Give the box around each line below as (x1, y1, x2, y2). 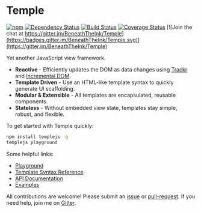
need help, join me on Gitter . (6, 199, 76, 206)
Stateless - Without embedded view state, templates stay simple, (14, 104, 178, 111)
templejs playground (6, 139, 58, 145)
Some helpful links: (6, 150, 54, 157)
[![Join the (166, 23, 193, 31)
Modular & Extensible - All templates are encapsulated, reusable (14, 91, 176, 98)
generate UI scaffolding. (14, 85, 75, 92)
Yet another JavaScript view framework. (6, 54, 106, 61)
